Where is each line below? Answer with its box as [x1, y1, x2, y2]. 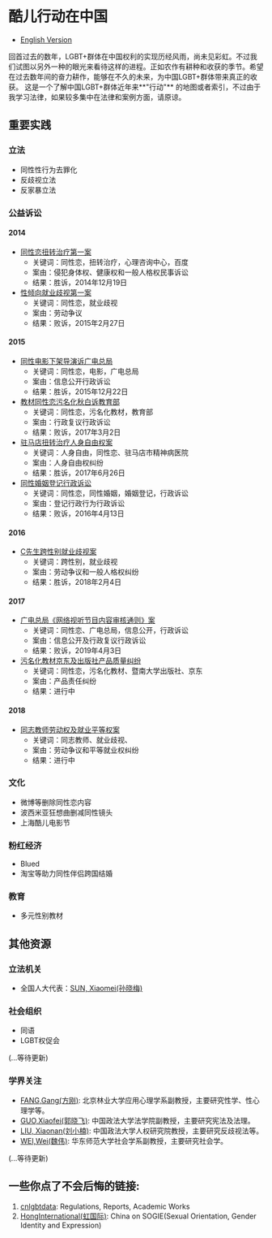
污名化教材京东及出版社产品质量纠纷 [19, 656, 142, 666]
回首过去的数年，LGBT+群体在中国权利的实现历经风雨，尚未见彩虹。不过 [8, 51, 251, 61]
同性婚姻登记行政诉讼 [19, 478, 91, 487]
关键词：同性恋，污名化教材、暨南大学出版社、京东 [32, 666, 203, 676]
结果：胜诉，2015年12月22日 [32, 387, 129, 396]
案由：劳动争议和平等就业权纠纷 [32, 745, 139, 755]
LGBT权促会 [19, 1036, 61, 1045]
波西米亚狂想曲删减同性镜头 [19, 807, 113, 817]
